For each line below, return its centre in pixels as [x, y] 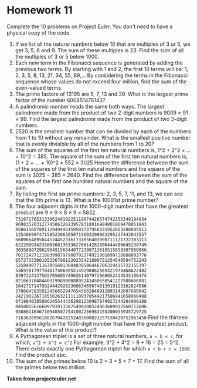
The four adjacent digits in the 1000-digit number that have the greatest [101, 206]
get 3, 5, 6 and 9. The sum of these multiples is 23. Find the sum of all [99, 50]
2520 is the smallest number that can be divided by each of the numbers [103, 131]
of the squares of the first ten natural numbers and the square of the [98, 168]
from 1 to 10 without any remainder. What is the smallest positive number [103, 137]
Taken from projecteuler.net [42, 379]
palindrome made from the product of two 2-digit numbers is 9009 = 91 [101, 113]
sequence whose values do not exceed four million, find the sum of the [101, 81]
